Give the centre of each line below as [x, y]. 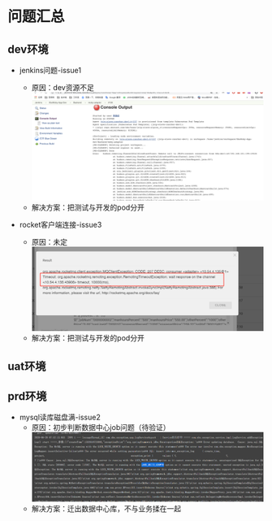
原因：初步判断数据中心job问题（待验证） [101, 428]
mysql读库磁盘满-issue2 [60, 417]
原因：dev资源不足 [63, 87]
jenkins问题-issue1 [50, 70]
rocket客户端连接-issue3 [60, 225]
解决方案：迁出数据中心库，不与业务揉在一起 [106, 508]
